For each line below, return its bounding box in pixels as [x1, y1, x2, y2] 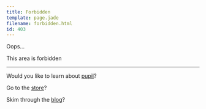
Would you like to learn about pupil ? [6, 72, 97, 80]
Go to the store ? [6, 84, 47, 92]
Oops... [6, 43, 25, 50]
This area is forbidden [6, 55, 62, 62]
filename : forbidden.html [6, 20, 72, 26]
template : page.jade [6, 15, 59, 21]
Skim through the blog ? [6, 96, 66, 103]
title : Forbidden [6, 9, 51, 15]
